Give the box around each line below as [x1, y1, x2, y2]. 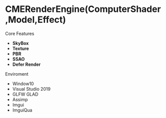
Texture [12, 45, 29, 51]
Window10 [12, 81, 34, 87]
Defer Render [12, 61, 41, 67]
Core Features [5, 30, 35, 36]
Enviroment [5, 71, 29, 77]
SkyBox [12, 40, 29, 46]
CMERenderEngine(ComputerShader [5, 3, 161, 15]
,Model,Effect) [5, 14, 66, 25]
